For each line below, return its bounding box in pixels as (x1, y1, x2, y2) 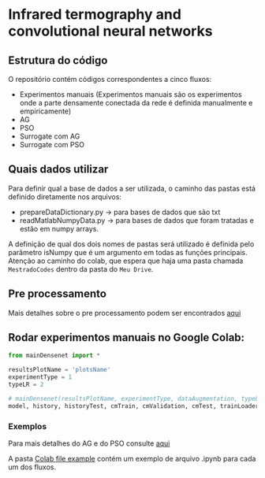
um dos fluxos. (8, 462, 57, 472)
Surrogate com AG (19, 132, 80, 141)
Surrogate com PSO (19, 140, 85, 149)
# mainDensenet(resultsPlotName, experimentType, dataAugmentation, (8, 395, 238, 402)
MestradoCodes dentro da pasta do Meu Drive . (8, 264, 154, 273)
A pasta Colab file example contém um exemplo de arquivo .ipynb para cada (8, 454, 256, 463)
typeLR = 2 (8, 380, 44, 389)
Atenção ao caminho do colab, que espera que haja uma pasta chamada (8, 256, 244, 265)
